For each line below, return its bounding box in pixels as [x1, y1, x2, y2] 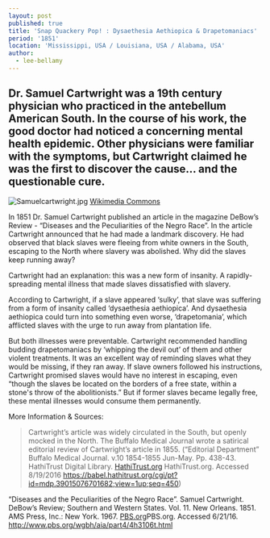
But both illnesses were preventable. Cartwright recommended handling [8, 336, 247, 345]
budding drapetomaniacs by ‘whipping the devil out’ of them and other [8, 344, 243, 354]
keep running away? [8, 255, 76, 265]
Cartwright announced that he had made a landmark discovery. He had [8, 229, 244, 239]
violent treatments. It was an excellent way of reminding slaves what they [8, 352, 251, 363]
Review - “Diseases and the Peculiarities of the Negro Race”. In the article [8, 220, 252, 230]
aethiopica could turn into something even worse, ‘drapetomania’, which [8, 311, 247, 321]
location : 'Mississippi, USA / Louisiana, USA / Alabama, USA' [8, 42, 226, 50]
